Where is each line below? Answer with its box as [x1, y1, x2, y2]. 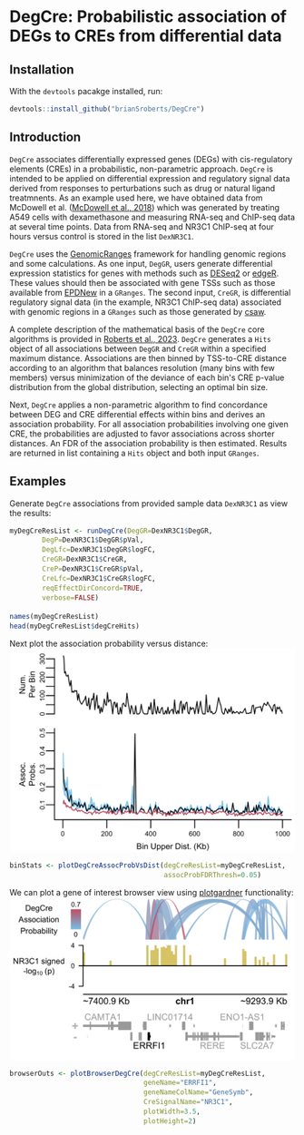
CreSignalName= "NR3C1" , [143, 1098, 233, 1107]
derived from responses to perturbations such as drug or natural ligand [9, 182, 276, 193]
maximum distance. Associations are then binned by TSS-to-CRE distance [9, 352, 288, 364]
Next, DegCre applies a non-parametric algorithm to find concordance [9, 399, 268, 410]
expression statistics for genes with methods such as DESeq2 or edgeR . [9, 268, 279, 279]
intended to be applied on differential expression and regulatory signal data [9, 172, 290, 183]
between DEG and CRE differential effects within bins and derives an [9, 408, 266, 419]
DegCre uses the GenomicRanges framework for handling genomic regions [9, 248, 287, 259]
